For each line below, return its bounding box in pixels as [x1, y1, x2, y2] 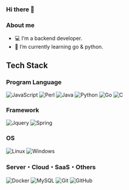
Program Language [6, 78, 62, 86]
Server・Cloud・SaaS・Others [6, 163, 96, 171]
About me [6, 21, 35, 29]
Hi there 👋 [6, 5, 35, 14]
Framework [6, 106, 39, 114]
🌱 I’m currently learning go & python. [14, 44, 104, 51]
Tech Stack [6, 60, 48, 70]
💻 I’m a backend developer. [14, 35, 83, 42]
